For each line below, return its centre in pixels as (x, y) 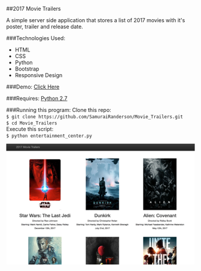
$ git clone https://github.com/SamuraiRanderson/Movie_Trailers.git (95, 117)
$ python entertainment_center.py (49, 136)
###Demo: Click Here (33, 87)
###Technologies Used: (36, 38)
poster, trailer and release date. (45, 27)
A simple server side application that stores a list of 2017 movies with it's (96, 20)
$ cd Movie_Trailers (32, 123)
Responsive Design (39, 75)
